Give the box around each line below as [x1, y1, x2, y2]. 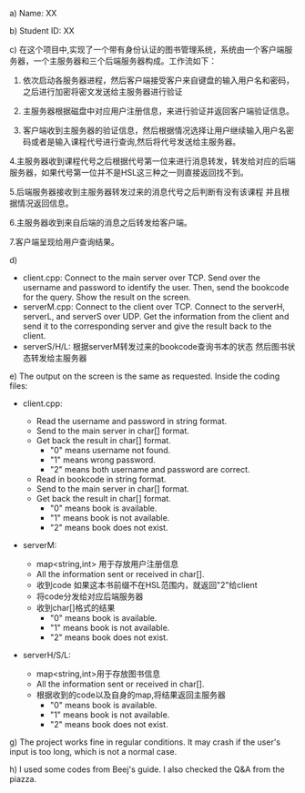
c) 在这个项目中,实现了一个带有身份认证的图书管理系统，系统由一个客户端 [9, 45, 285, 55]
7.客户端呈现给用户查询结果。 [9, 237, 120, 247]
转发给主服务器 [30, 352, 87, 363]
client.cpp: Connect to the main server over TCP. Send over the [22, 272, 261, 283]
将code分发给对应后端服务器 [36, 591, 144, 602]
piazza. [9, 774, 37, 784]
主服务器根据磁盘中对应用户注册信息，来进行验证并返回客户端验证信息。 [22, 106, 294, 117]
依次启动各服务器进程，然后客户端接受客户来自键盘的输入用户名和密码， [22, 75, 294, 86]
